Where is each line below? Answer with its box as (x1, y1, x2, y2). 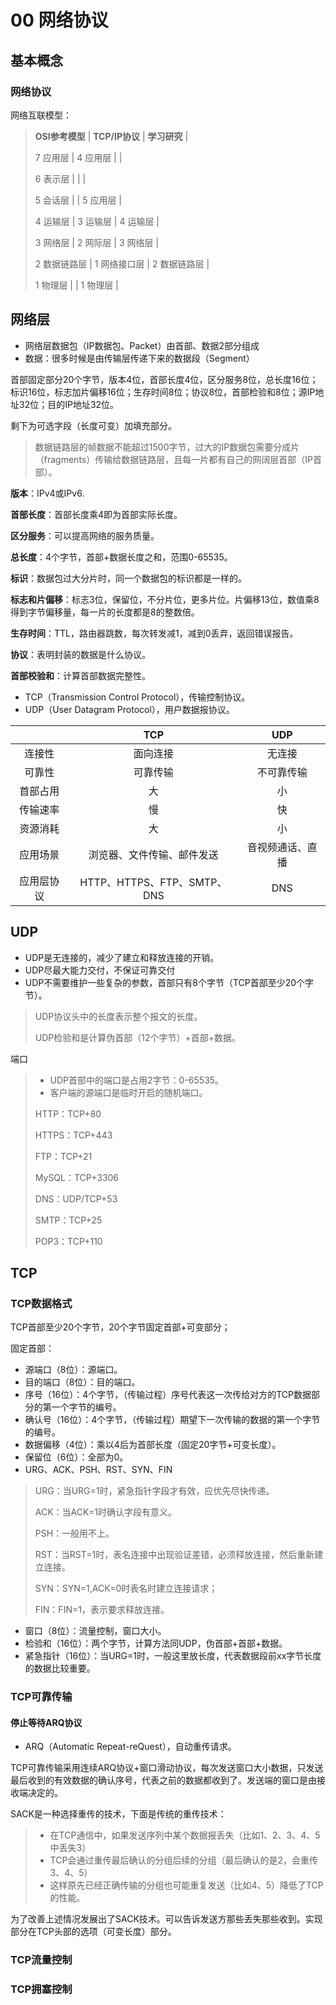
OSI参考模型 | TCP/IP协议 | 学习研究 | (34, 130, 189, 142)
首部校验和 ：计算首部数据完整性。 (10, 669, 151, 681)
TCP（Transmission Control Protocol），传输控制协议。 (24, 691, 251, 703)
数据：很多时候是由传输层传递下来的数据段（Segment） (24, 352, 255, 364)
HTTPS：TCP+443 (34, 1129, 113, 1141)
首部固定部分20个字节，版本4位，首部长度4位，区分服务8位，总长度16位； (10, 373, 319, 385)
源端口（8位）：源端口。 (24, 1364, 123, 1376)
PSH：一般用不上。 (34, 1527, 115, 1540)
